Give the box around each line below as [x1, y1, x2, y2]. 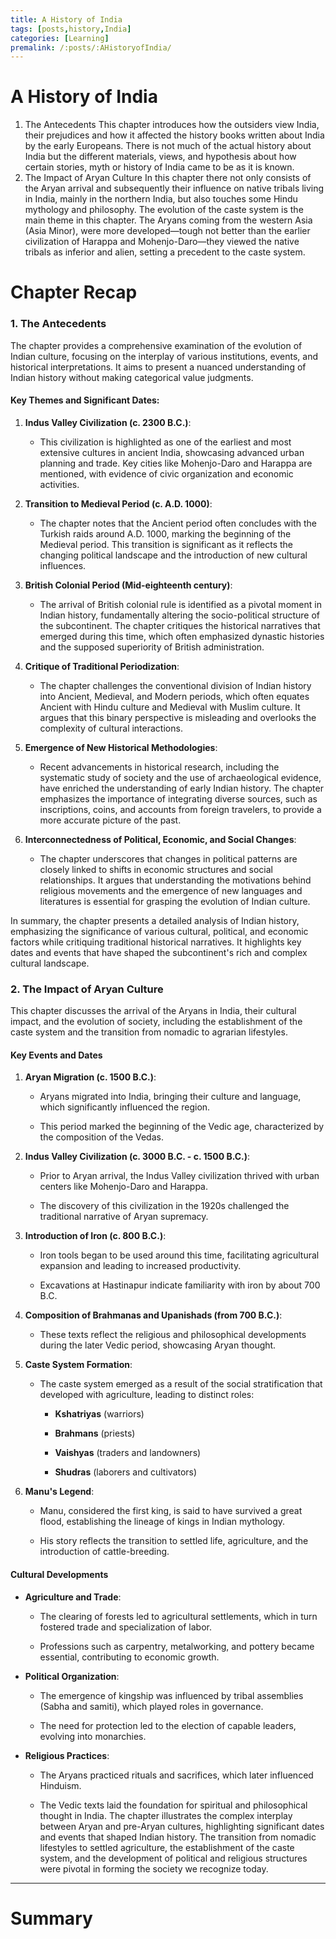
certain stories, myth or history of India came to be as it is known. [24, 161, 295, 173]
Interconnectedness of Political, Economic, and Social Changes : [24, 833, 297, 845]
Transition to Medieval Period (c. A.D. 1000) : [24, 497, 213, 510]
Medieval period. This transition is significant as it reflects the [39, 538, 294, 550]
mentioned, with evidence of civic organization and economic [39, 467, 294, 480]
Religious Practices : [24, 1749, 110, 1761]
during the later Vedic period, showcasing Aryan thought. [39, 1339, 277, 1351]
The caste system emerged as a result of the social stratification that [39, 1378, 323, 1390]
